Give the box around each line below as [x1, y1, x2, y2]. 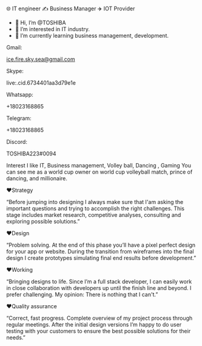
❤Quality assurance [6, 303, 58, 309]
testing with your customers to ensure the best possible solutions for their [6, 328, 191, 334]
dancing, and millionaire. [6, 175, 68, 182]
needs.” [6, 334, 25, 341]
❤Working [6, 266, 33, 273]
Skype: [6, 68, 24, 74]
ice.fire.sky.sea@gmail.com [6, 55, 76, 63]
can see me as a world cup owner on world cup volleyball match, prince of [6, 168, 193, 175]
